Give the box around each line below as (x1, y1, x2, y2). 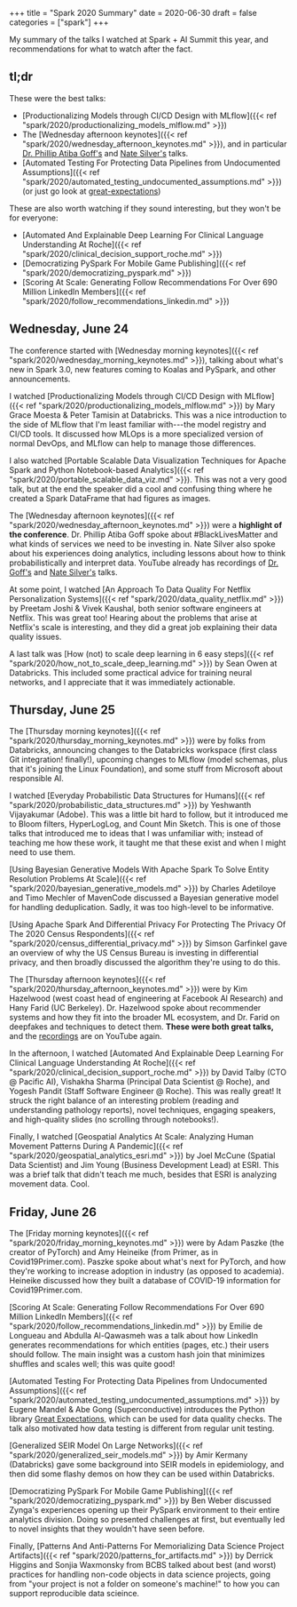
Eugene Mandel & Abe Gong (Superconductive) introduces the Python (9, 1404, 266, 1415)
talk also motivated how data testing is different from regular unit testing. (9, 1423, 275, 1434)
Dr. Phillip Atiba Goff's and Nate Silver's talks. (21, 148, 189, 158)
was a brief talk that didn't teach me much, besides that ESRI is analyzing (9, 1169, 277, 1180)
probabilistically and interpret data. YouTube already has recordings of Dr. (9, 557, 279, 568)
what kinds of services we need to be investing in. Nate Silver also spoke (9, 538, 277, 549)
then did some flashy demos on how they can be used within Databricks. (9, 1468, 275, 1479)
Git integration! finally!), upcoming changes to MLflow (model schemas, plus (9, 755, 288, 765)
